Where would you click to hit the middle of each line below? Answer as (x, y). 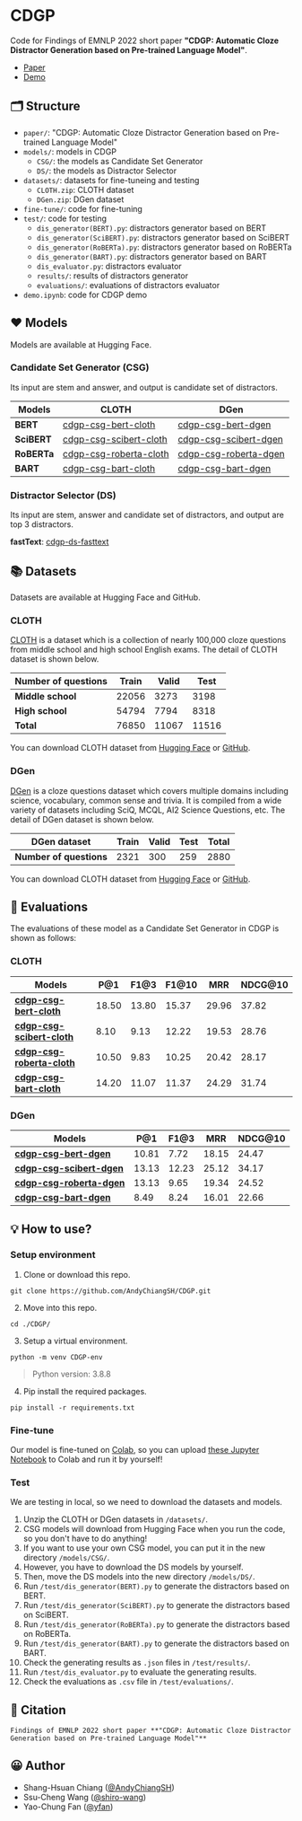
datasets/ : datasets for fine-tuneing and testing (111, 180)
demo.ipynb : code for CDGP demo (85, 295)
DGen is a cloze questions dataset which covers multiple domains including (150, 790)
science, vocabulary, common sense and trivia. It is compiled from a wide (146, 800)
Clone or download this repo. (77, 1274)
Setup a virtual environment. (75, 1341)
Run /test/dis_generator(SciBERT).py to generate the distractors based (156, 1605)
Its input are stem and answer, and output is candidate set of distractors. (144, 387)
